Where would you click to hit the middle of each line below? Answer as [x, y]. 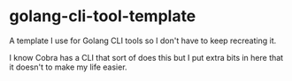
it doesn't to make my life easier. [68, 67]
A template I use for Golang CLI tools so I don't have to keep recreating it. [143, 40]
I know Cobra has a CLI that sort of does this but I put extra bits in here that [146, 57]
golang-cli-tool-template [103, 16]
